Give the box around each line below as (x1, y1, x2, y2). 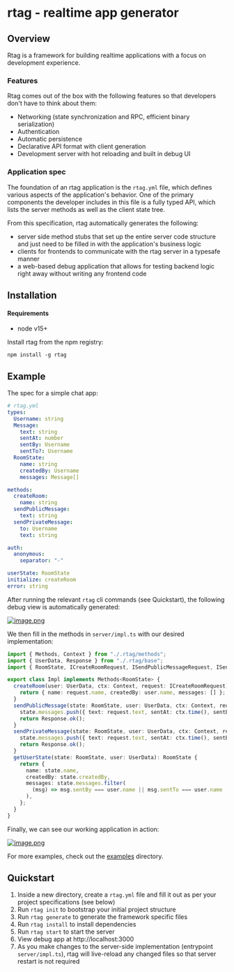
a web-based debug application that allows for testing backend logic (17, 261, 214, 270)
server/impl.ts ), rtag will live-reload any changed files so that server (17, 950, 217, 958)
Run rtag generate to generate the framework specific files (17, 913, 188, 921)
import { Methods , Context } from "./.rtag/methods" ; (7, 651, 167, 658)
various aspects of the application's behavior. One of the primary (7, 190, 194, 199)
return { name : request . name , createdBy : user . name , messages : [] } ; (19, 689, 226, 697)
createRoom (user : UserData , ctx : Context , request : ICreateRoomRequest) (13, 683, 229, 690)
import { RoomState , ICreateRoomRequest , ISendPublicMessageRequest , (7, 664, 214, 671)
